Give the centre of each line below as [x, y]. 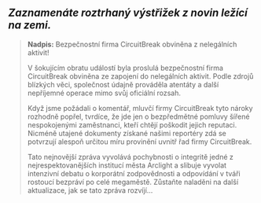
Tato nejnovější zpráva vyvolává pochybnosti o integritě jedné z [130, 157]
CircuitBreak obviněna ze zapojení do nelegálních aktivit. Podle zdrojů [140, 76]
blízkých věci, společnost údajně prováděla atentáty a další [123, 84]
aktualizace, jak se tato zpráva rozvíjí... [90, 190]
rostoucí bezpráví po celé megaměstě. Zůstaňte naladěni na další [133, 182]
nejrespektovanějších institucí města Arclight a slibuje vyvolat [127, 165]
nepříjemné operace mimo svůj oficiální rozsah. [104, 93]
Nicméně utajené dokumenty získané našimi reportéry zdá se [127, 133]
